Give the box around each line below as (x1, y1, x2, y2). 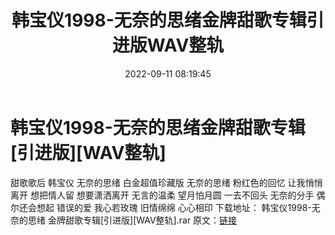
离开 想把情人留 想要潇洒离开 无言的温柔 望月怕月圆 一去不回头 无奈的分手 (10, 189, 315, 201)
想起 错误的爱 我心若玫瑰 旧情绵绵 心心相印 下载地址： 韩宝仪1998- (36, 201, 312, 213)
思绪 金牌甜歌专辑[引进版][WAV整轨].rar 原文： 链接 (27, 214, 238, 226)
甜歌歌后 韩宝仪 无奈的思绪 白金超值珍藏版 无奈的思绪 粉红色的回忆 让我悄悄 (10, 176, 323, 188)
